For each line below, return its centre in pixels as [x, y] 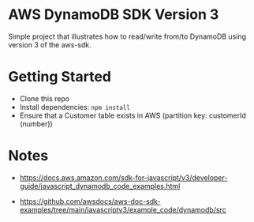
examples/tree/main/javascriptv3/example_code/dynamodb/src [123, 209]
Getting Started [60, 77]
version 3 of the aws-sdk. [50, 44]
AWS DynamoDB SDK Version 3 [114, 15]
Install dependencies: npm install [75, 107]
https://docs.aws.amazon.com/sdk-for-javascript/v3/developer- [123, 177]
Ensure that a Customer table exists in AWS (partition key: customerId [133, 115]
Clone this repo [44, 98]
